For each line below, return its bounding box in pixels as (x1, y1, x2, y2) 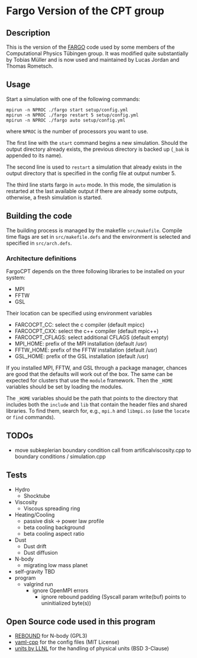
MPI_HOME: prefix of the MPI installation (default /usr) (14, 340, 147, 347)
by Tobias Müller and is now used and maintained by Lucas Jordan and (6, 56, 179, 63)
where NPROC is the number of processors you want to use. (6, 128, 148, 135)
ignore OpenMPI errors (32, 587, 89, 594)
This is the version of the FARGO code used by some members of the (6, 43, 175, 50)
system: (6, 274, 25, 281)
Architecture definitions (6, 254, 77, 262)
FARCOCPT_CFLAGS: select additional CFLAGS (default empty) (14, 334, 169, 341)
